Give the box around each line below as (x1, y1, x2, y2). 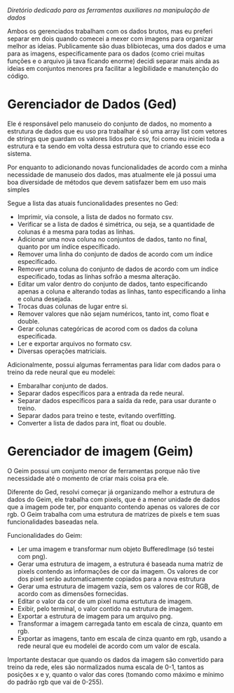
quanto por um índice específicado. (17, 242, 121, 251)
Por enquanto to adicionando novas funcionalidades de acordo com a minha (7, 163, 228, 171)
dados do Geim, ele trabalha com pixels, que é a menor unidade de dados (7, 495, 221, 503)
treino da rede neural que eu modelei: (7, 368, 116, 376)
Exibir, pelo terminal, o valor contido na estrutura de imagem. (17, 604, 194, 613)
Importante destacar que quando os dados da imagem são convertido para (7, 655, 224, 664)
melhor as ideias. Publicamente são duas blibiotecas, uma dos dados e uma (7, 42, 226, 50)
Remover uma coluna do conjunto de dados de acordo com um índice (17, 265, 219, 273)
